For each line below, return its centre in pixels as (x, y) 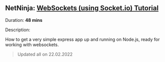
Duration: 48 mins (24, 20)
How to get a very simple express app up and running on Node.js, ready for (82, 39)
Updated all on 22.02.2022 (45, 54)
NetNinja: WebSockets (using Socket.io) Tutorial (82, 8)
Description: (18, 30)
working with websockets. (32, 45)
